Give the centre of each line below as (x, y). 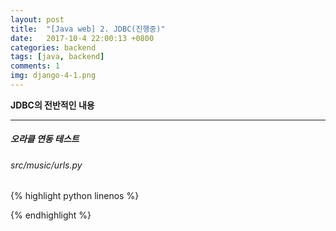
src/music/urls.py (46, 165)
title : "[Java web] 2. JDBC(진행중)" (88, 29)
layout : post (37, 19)
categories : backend (53, 47)
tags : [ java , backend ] (57, 57)
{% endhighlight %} (51, 215)
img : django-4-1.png (53, 76)
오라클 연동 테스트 (45, 139)
